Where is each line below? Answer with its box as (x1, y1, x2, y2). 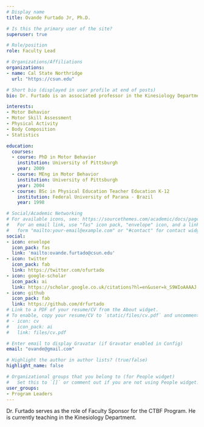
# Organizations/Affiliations (6, 59, 83, 65)
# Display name (6, 9, 45, 15)
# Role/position (6, 42, 47, 49)
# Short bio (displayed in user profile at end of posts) (6, 86, 156, 93)
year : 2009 (17, 166, 45, 172)
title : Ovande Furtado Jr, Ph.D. (6, 15, 91, 21)
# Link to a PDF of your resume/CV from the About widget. (6, 307, 159, 313)
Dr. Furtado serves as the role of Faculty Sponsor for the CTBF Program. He (6, 408, 196, 415)
